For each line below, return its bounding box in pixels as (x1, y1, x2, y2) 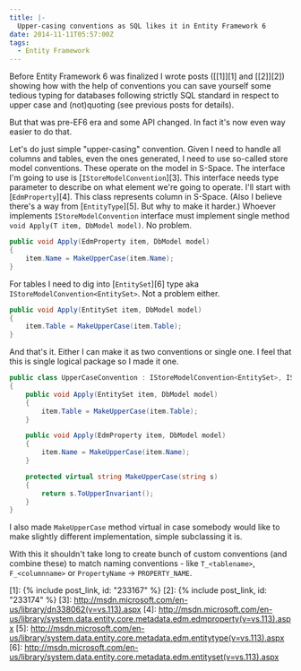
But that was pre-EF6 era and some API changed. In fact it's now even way (9, 117, 286, 128)
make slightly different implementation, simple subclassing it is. (9, 531, 243, 542)
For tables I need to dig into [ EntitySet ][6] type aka (9, 279, 200, 289)
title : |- (9, 13, 47, 22)
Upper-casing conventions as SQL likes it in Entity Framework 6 (17, 22, 267, 30)
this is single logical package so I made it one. (9, 356, 179, 367)
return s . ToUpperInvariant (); (41, 489, 154, 498)
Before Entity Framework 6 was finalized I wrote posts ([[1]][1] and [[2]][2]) (9, 71, 285, 82)
